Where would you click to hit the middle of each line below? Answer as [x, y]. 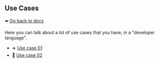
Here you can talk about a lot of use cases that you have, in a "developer [80, 32]
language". [16, 38]
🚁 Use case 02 [27, 55]
